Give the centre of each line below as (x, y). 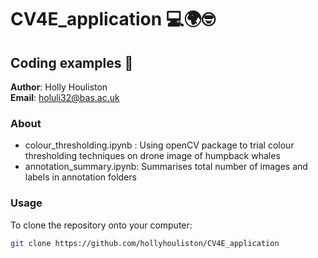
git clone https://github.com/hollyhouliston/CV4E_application (145, 243)
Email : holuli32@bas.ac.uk (65, 97)
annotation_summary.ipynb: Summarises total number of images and (166, 167)
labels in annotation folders (80, 177)
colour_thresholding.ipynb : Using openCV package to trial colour (159, 145)
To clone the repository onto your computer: (101, 225)
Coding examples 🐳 (72, 62)
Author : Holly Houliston (59, 87)
